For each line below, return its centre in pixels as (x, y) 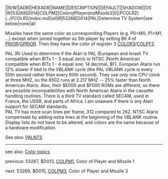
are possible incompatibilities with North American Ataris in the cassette (79, 90)
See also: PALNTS (24, 137)
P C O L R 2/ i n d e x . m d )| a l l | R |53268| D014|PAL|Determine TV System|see (82, 18)
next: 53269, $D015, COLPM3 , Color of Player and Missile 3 (67, 171)
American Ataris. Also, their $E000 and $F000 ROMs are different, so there (82, 85)
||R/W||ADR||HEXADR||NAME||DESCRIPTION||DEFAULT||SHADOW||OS (78, 8)
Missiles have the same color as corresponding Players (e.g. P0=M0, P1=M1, (84, 33)
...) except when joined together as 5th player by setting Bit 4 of (71, 38)
